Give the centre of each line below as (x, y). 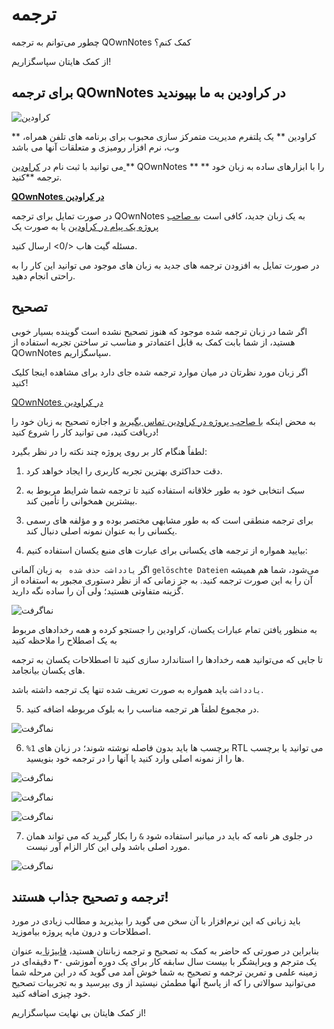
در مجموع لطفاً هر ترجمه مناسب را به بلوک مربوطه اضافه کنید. (142, 709)
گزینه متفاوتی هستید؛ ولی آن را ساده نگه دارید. (97, 590)
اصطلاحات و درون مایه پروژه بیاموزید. (81, 932)
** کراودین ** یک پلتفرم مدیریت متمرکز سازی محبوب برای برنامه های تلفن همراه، (164, 136)
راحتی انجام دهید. (43, 275)
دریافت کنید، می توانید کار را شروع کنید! (85, 432)
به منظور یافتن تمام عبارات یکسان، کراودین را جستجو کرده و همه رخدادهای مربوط (164, 629)
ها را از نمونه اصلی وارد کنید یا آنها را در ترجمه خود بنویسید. (135, 758)
